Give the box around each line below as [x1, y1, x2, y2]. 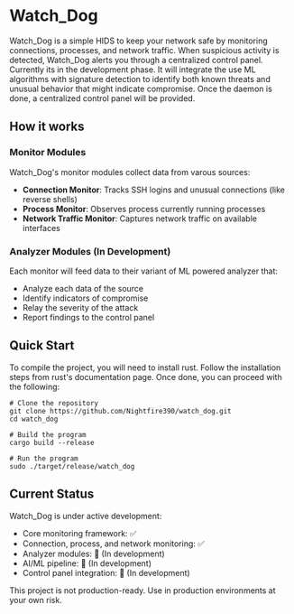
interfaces [22, 222, 60, 233]
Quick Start [9, 338, 75, 353]
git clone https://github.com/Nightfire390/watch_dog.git [9, 406, 232, 415]
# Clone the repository [9, 398, 99, 407]
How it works [9, 119, 85, 135]
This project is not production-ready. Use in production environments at [9, 584, 277, 596]
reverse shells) [22, 193, 78, 204]
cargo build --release [9, 438, 95, 447]
